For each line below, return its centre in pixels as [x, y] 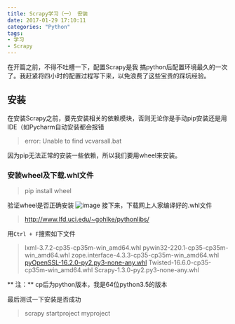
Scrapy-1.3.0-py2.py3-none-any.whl [147, 270]
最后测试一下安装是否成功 [44, 300]
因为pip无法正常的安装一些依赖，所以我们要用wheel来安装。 [94, 155]
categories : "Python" [39, 27]
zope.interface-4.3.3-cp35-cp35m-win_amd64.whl [145, 255]
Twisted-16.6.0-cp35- [180, 262]
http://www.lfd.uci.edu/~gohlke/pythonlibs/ [87, 219]
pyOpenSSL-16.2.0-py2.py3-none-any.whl [86, 262]
